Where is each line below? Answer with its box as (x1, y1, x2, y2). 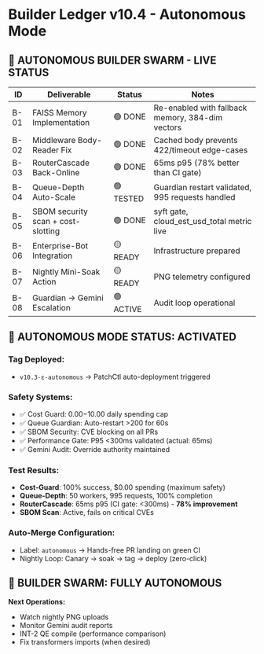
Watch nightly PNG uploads (19, 612, 109, 622)
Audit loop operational (153, 297, 236, 308)
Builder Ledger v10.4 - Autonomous (8, 6, 246, 24)
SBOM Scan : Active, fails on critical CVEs (19, 508, 155, 517)
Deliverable (46, 89, 91, 100)
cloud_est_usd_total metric (153, 216, 252, 226)
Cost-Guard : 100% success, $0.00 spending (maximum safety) (19, 483, 226, 492)
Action (32, 276, 57, 287)
